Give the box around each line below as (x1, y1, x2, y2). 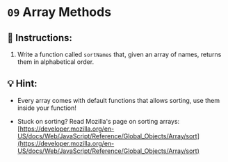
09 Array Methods (7, 4, 112, 20)
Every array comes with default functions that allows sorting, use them (17, 96, 220, 104)
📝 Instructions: (7, 32, 73, 44)
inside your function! (17, 104, 76, 112)
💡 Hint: (7, 78, 38, 90)
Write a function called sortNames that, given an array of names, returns (17, 50, 222, 58)
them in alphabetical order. (17, 58, 95, 66)
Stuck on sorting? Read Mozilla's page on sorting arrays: (17, 117, 180, 125)
